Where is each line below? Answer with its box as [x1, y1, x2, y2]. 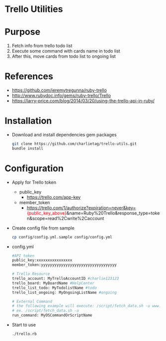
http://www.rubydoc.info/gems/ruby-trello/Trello [11, 93, 111, 99]
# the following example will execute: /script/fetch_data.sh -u [11, 304, 150, 309]
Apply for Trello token [11, 179, 57, 185]
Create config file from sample [11, 225, 75, 231]
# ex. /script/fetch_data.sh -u [11, 308, 79, 313]
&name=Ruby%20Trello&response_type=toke [66, 210, 160, 216]
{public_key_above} [26, 210, 67, 216]
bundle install [11, 146, 44, 151]
